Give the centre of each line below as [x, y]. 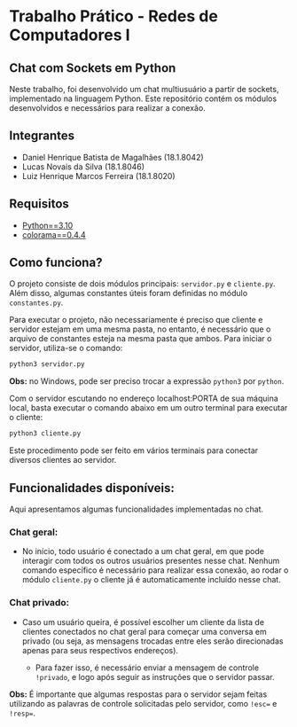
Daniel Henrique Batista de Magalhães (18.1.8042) [113, 157]
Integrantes [42, 136]
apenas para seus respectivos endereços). [100, 650]
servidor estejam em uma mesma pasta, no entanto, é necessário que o [140, 329]
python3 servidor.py [47, 364]
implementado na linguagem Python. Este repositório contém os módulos [143, 98]
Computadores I [70, 35]
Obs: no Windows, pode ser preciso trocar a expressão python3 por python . [147, 381]
